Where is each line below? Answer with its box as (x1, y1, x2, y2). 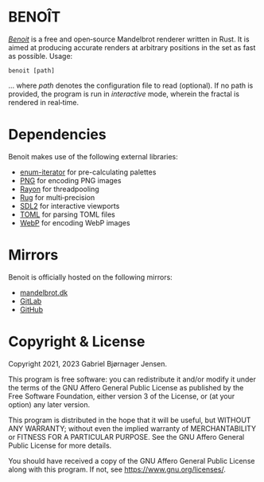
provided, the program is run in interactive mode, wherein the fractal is (8, 88, 240, 99)
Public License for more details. (8, 441, 112, 450)
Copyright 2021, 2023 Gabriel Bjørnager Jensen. (8, 359, 168, 368)
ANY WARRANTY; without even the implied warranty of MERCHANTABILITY (8, 423, 257, 433)
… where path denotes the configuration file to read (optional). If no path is (8, 80, 254, 90)
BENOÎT (8, 8, 61, 26)
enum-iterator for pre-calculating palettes (19, 167, 157, 177)
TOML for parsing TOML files (19, 210, 115, 219)
